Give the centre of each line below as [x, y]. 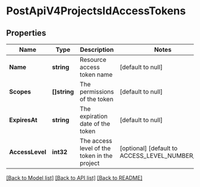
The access [96, 141]
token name [96, 74]
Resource [93, 60]
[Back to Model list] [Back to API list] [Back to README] [74, 178]
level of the [95, 148]
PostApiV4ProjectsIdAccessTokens [96, 11]
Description [97, 50]
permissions [97, 92]
